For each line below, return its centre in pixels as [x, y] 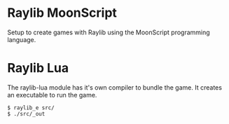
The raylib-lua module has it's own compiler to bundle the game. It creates [115, 87]
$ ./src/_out [26, 113]
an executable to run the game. [52, 95]
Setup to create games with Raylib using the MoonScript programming [109, 32]
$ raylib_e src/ [31, 108]
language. [22, 39]
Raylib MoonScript [62, 13]
